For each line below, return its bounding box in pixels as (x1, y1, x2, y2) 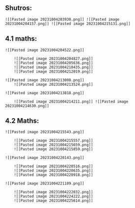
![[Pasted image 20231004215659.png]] (14, 142, 93, 148)
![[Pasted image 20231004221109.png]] (5, 181, 84, 186)
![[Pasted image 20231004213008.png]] (5, 78, 84, 82)
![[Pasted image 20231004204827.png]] (14, 56, 93, 61)
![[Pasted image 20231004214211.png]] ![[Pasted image (14, 99, 129, 104)
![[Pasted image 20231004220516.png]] (14, 164, 93, 169)
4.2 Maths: (5, 117, 39, 125)
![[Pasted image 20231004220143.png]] (5, 156, 84, 160)
